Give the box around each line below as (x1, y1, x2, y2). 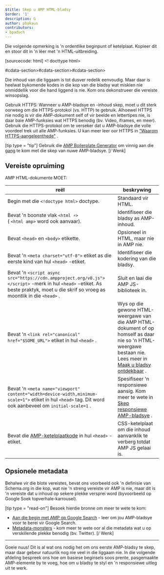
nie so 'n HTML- (117, 337, 155, 343)
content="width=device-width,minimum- (7, 391, 98, 397)
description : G (5, 16, 36, 21)
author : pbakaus (5, 21, 38, 26)
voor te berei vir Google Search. (12, 520, 77, 526)
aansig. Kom (117, 387, 146, 394)
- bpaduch (5, 30, 25, 35)
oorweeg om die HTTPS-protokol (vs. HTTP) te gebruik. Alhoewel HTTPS (5, 107, 152, 113)
